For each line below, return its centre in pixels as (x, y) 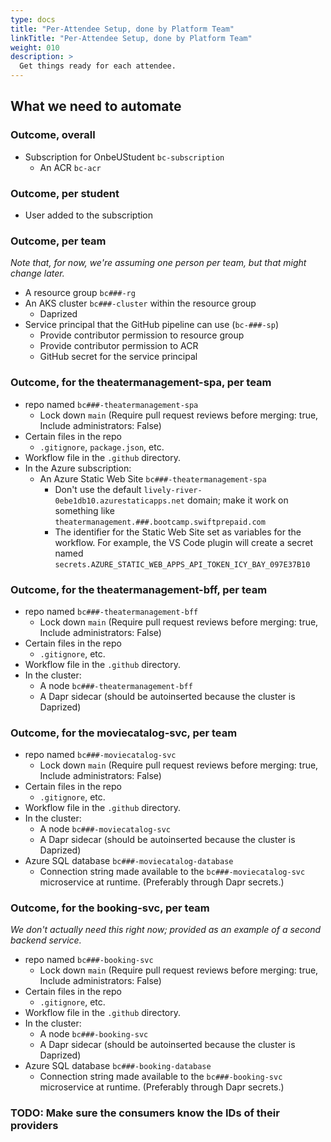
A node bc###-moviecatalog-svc (105, 829)
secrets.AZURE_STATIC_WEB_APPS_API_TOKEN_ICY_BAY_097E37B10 (182, 564)
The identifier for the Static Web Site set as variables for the (178, 532)
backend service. (46, 940)
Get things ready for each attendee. (98, 66)
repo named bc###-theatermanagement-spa (111, 404)
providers (34, 1126)
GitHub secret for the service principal (118, 357)
